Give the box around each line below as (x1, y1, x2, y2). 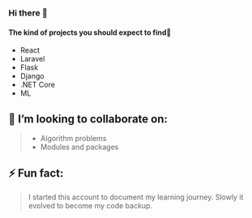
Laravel (19, 54, 45, 64)
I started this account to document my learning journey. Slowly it (28, 192, 244, 202)
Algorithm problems (40, 133, 107, 143)
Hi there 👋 (8, 7, 49, 19)
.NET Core (19, 80, 55, 90)
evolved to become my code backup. (28, 200, 152, 210)
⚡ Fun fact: (8, 166, 64, 181)
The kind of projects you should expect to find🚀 (8, 28, 172, 37)
